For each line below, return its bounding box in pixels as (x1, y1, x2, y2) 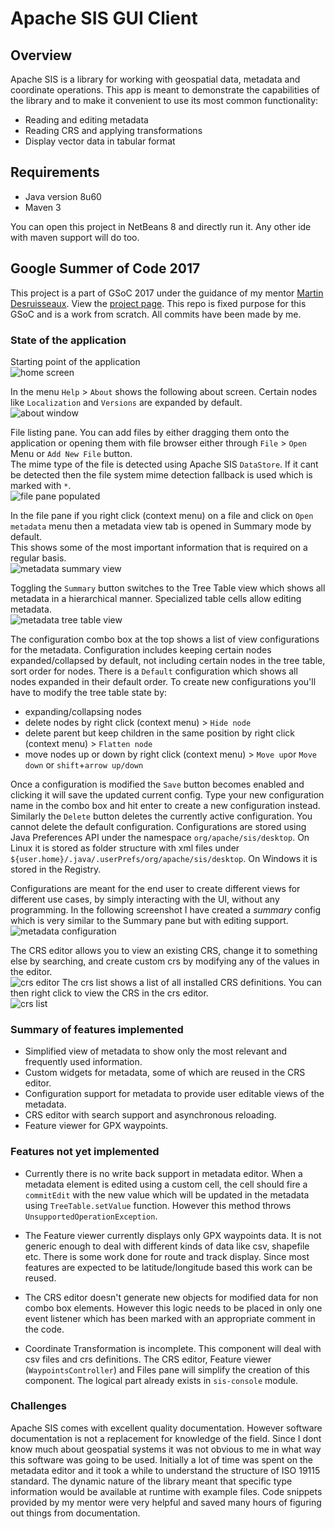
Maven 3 (24, 201, 62, 213)
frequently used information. (24, 1056, 143, 1068)
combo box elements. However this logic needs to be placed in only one (24, 1302, 323, 1314)
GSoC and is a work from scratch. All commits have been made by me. (10, 308, 302, 320)
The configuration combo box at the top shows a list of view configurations (10, 633, 320, 645)
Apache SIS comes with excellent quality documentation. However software (10, 1422, 323, 1434)
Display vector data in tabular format (24, 135, 176, 147)
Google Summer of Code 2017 (10, 260, 201, 277)
